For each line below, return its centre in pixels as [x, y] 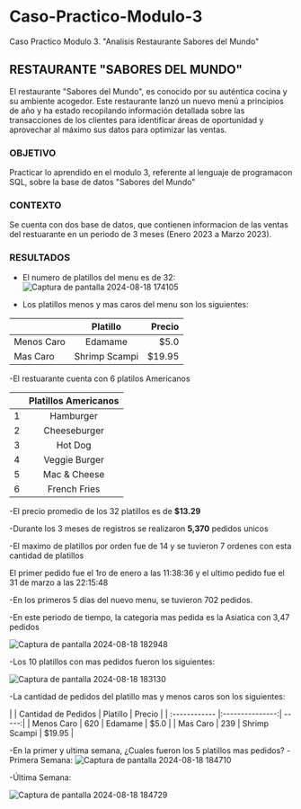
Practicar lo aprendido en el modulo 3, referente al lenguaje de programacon [151, 173]
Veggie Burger [74, 459]
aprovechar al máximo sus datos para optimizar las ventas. [118, 129]
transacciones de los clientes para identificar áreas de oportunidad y [137, 120]
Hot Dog [74, 445]
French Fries [74, 489]
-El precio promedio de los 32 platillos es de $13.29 [105, 511]
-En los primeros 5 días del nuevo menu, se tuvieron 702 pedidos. [131, 600]
